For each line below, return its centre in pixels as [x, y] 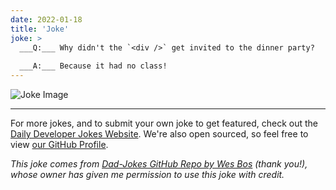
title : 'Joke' [40, 29]
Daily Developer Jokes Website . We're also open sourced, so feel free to [159, 134]
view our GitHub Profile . [59, 144]
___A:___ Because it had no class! [93, 66]
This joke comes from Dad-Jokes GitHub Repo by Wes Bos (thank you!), [159, 164]
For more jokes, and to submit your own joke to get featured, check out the [164, 123]
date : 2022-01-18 [46, 19]
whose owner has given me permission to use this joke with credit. [147, 174]
